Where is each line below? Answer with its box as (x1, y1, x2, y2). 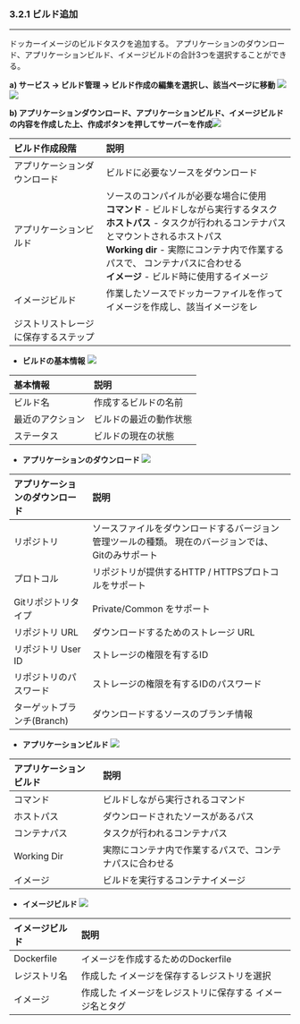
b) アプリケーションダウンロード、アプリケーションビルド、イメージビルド (9, 107, 284, 118)
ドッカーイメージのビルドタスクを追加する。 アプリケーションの (9, 38, 246, 49)
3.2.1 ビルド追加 (9, 7, 79, 20)
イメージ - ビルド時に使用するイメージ (105, 270, 269, 283)
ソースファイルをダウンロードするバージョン (92, 522, 279, 534)
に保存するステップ (13, 331, 96, 344)
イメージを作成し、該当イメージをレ (105, 301, 258, 313)
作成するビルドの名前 (93, 397, 184, 409)
